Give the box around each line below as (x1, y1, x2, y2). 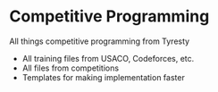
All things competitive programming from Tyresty (9, 36, 190, 46)
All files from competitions (21, 63, 119, 73)
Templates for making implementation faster (21, 71, 185, 82)
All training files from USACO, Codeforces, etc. (21, 53, 195, 63)
